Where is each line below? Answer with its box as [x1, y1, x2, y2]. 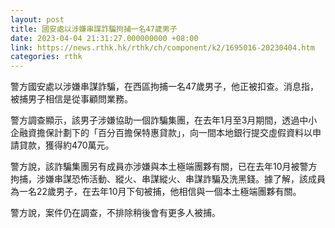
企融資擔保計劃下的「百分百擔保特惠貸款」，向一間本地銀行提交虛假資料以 [10, 127, 313, 139]
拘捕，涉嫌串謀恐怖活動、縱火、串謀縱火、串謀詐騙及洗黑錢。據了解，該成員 [10, 173, 326, 185]
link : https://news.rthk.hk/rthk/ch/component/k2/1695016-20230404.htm [10, 42, 315, 53]
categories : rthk [10, 52, 83, 62]
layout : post [10, 14, 65, 25]
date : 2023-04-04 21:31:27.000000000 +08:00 [10, 33, 199, 43]
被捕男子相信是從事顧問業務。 [10, 93, 133, 105]
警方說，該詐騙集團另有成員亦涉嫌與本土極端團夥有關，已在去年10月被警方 [10, 161, 318, 173]
